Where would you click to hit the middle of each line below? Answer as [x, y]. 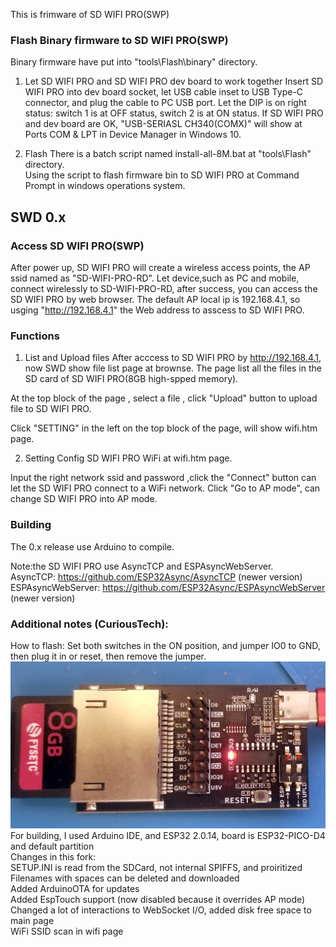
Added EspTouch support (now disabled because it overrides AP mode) [158, 900]
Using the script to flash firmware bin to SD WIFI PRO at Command [162, 175]
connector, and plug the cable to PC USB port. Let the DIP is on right [165, 103]
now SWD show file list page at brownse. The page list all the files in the [173, 368]
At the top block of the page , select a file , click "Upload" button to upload [164, 398]
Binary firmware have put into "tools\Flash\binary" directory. [134, 62]
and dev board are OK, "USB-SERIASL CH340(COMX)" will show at [163, 124]
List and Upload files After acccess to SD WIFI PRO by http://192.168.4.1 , [173, 358]
